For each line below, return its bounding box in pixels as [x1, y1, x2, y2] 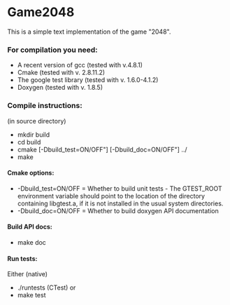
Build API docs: [7, 222, 52, 231]
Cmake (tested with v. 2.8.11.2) [17, 68, 106, 77]
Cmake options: [7, 169, 55, 177]
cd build [17, 137, 41, 146]
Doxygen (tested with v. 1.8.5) [17, 83, 103, 92]
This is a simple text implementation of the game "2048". [7, 27, 171, 36]
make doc [17, 238, 47, 246]
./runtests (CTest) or [17, 283, 76, 292]
